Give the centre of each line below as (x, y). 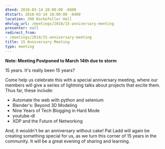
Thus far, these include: (29, 90)
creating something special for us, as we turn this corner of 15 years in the (81, 136)
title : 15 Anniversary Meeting (37, 42)
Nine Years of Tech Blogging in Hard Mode (56, 110)
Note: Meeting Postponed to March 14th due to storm (61, 60)
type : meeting (20, 47)
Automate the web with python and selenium (58, 100)
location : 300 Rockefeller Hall (38, 19)
